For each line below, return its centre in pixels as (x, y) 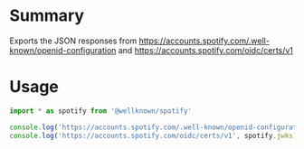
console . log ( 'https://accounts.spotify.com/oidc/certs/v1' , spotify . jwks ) (153, 135)
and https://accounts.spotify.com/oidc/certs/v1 (206, 50)
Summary (47, 16)
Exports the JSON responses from (73, 41)
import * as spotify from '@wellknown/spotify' (101, 111)
